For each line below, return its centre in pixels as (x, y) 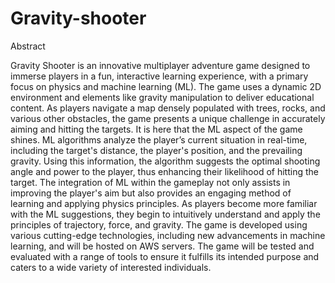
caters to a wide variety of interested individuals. (111, 267)
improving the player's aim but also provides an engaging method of (151, 193)
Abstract (28, 46)
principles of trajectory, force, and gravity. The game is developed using (159, 224)
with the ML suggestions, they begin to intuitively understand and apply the (165, 214)
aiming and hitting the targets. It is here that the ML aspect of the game (156, 129)
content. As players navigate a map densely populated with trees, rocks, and (168, 108)
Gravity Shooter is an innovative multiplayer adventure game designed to (160, 65)
